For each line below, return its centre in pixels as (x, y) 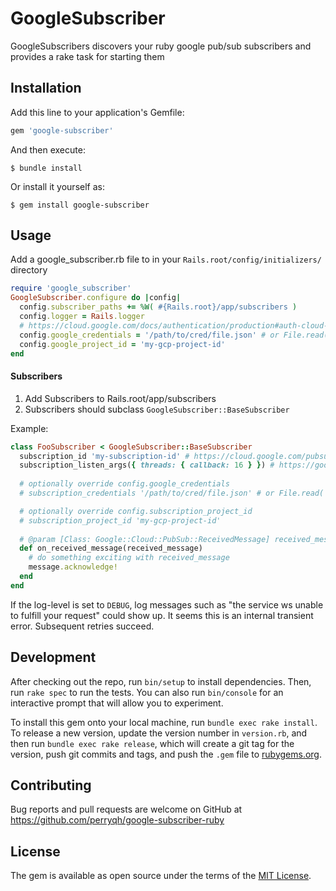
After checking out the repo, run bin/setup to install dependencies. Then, (161, 681)
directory (29, 270)
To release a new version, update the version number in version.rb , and (159, 733)
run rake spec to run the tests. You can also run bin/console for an (147, 692)
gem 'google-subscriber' (62, 130)
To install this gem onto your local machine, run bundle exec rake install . (164, 722)
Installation (46, 88)
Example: (29, 428)
